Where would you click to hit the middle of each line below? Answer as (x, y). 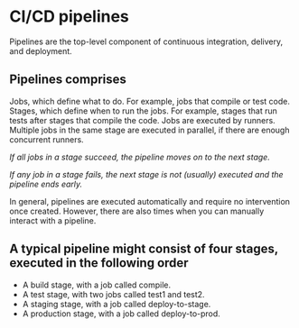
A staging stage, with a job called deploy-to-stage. (117, 304)
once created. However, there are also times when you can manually (137, 211)
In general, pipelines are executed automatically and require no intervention (150, 201)
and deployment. (41, 50)
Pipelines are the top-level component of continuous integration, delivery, (146, 41)
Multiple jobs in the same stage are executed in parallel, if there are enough (149, 130)
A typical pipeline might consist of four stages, (144, 249)
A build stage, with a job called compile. (97, 285)
